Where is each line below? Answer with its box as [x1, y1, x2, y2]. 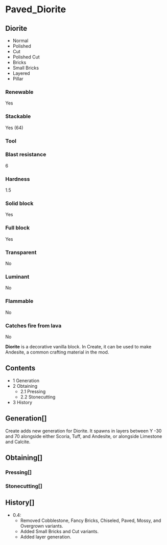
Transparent [5, 248, 37, 256]
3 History [12, 399, 32, 405]
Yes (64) [5, 124, 23, 131]
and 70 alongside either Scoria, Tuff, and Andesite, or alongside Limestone [5, 433, 162, 439]
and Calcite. [5, 438, 31, 445]
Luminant [5, 273, 30, 280]
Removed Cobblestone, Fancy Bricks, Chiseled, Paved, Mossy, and [20, 517, 161, 523]
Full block [5, 224, 30, 232]
